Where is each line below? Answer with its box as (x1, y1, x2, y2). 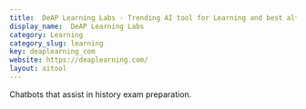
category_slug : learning (9, 38, 104, 48)
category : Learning (9, 30, 84, 39)
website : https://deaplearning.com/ (9, 55, 148, 64)
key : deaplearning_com (9, 47, 96, 56)
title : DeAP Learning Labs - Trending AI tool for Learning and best (9, 13, 283, 23)
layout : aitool (9, 64, 67, 74)
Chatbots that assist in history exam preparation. (9, 88, 192, 100)
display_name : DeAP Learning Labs (9, 22, 145, 31)
